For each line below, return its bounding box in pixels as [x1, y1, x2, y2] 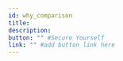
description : [8, 26, 52, 34]
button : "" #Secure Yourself [8, 33, 105, 42]
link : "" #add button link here [8, 41, 115, 49]
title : [8, 19, 30, 27]
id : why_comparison [8, 11, 73, 20]
